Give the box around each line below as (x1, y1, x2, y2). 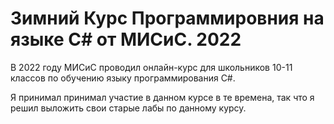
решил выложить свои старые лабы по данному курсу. (10, 102, 247, 114)
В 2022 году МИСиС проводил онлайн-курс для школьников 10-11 (10, 61, 293, 73)
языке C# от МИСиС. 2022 (10, 28, 242, 51)
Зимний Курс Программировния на (10, 7, 325, 30)
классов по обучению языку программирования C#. (10, 72, 236, 84)
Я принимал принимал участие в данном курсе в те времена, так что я (10, 91, 315, 103)
